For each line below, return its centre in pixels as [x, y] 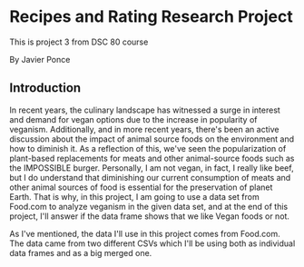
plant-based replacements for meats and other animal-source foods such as [152, 158]
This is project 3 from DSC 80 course [79, 42]
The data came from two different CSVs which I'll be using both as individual [152, 243]
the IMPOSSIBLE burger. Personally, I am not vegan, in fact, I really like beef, [152, 168]
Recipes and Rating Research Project [151, 17]
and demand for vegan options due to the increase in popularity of [133, 119]
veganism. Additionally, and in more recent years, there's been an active [144, 129]
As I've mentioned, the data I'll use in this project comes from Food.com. [145, 233]
